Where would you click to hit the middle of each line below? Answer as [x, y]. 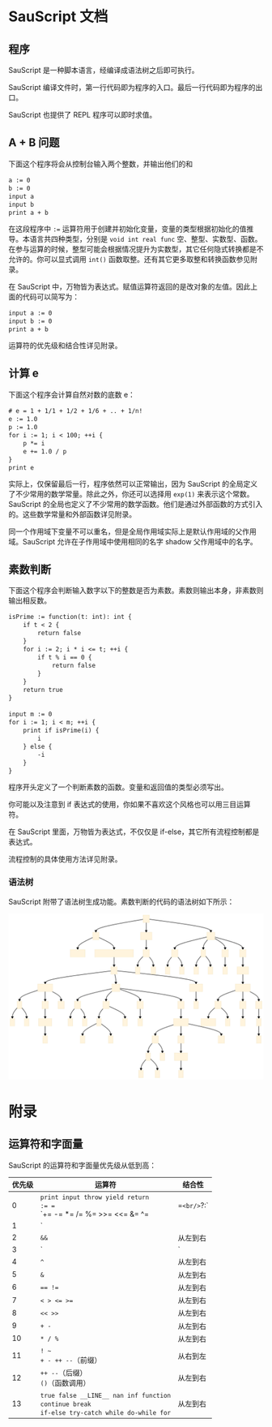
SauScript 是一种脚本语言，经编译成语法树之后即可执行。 [104, 70]
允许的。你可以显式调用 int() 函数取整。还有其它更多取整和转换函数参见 [130, 259]
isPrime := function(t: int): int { [70, 617]
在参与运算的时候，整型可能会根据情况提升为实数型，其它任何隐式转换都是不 [136, 249]
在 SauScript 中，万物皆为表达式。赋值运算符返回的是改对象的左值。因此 [130, 286]
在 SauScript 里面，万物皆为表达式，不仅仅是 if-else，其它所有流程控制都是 [134, 832]
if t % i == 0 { [65, 658]
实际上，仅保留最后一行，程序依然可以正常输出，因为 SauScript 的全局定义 [133, 484]
